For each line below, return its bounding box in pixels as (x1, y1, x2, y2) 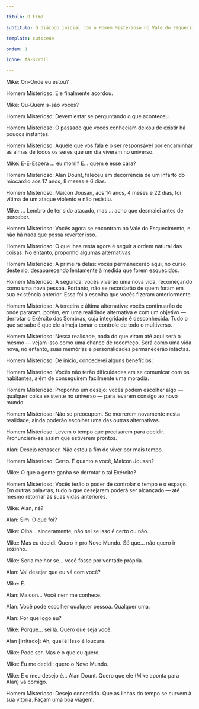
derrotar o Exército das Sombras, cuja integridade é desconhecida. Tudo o (6, 315, 188, 322)
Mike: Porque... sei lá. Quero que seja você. (6, 626, 113, 633)
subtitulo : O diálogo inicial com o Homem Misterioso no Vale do (6, 24, 171, 30)
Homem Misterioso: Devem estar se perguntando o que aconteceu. (6, 113, 171, 120)
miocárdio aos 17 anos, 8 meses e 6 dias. (6, 178, 107, 185)
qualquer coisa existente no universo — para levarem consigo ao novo (6, 393, 178, 400)
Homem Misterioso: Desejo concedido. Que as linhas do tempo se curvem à (6, 690, 192, 697)
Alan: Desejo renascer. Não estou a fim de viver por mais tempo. (6, 446, 163, 453)
